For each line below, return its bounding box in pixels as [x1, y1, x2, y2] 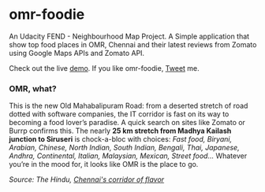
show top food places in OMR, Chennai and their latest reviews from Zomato [9, 39, 257, 49]
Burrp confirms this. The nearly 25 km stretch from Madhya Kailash [9, 126, 232, 135]
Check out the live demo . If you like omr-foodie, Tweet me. [9, 63, 200, 72]
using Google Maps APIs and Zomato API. [9, 48, 145, 57]
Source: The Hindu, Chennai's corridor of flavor [9, 175, 165, 184]
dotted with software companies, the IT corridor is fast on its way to [9, 109, 230, 119]
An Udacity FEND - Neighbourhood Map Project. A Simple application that [9, 31, 250, 41]
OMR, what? [9, 83, 58, 94]
